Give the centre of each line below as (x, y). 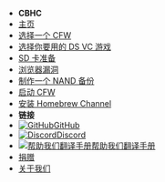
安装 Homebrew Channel (65, 103)
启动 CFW (37, 92)
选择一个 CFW (45, 35)
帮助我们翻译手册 (123, 146)
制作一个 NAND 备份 (56, 81)
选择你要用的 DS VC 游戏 (65, 46)
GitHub (67, 125)
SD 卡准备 (37, 58)
